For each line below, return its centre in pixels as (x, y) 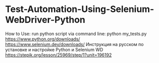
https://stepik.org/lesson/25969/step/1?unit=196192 (58, 55)
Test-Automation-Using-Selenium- (80, 9)
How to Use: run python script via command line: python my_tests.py (76, 33)
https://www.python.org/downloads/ (43, 39)
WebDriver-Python (45, 20)
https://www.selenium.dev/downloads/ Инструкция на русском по (74, 44)
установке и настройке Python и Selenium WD (54, 49)
